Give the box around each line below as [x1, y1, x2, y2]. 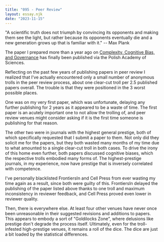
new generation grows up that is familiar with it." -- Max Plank [5, 40, 130, 46]
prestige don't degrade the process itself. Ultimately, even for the [5, 221, 137, 227]
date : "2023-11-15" [5, 16, 45, 21]
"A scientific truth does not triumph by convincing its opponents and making [5, 30, 159, 36]
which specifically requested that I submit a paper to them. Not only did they [5, 135, 159, 141]
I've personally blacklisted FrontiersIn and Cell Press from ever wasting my [5, 175, 156, 181]
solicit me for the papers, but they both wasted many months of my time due [5, 140, 160, 146]
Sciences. [5, 60, 25, 66]
